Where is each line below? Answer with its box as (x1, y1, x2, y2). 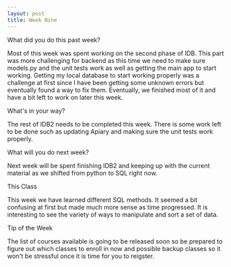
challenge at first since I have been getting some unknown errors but (7, 78, 205, 86)
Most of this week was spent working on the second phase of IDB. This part (7, 49, 224, 57)
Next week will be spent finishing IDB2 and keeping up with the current (7, 161, 210, 169)
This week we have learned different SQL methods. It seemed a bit (7, 195, 198, 204)
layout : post (7, 10, 45, 17)
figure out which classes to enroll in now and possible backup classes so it (7, 244, 221, 252)
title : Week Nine (7, 17, 58, 24)
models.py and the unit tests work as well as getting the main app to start (7, 64, 216, 72)
